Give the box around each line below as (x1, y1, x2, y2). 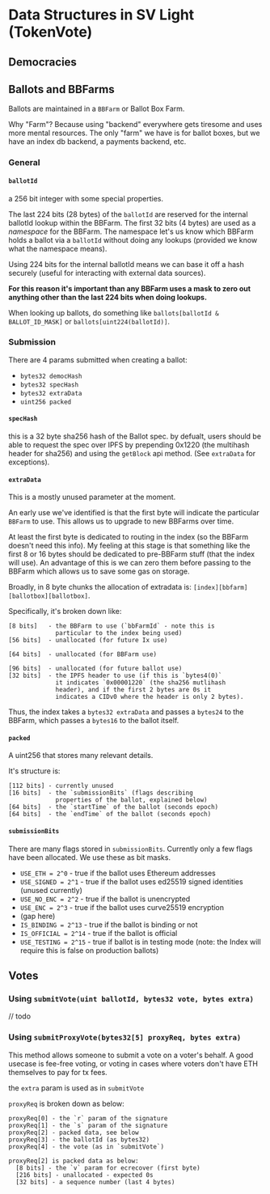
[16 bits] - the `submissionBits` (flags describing (8, 789, 194, 798)
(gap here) (19, 911, 56, 921)
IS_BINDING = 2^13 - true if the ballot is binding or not (19, 920, 198, 929)
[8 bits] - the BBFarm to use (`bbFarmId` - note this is (8, 622, 216, 630)
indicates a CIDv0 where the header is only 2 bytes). (55, 693, 244, 701)
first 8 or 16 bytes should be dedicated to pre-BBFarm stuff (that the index (8, 549, 255, 559)
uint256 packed (19, 398, 72, 406)
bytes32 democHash (19, 372, 82, 380)
